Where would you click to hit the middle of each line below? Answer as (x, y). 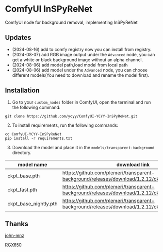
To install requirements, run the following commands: (65, 125)
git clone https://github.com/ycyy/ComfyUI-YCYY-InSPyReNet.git (71, 116)
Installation (22, 91)
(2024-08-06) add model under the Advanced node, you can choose (80, 70)
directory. (22, 152)
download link (133, 165)
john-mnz (15, 235)
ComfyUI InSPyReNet (49, 9)
